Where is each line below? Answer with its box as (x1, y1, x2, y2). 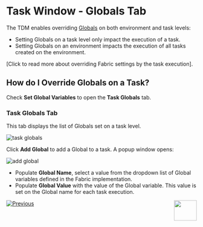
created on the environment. (14, 48, 86, 55)
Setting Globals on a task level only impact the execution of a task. (14, 36, 181, 43)
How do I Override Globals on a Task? (6, 78, 150, 88)
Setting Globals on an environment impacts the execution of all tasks (14, 42, 186, 49)
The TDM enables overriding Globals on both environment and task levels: (6, 24, 192, 31)
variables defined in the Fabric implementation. (14, 176, 133, 183)
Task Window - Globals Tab (6, 4, 147, 18)
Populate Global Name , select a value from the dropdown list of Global (14, 169, 192, 176)
